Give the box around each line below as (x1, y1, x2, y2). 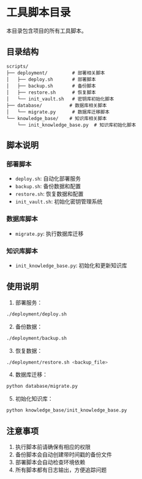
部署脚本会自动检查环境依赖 (15, 459, 86, 466)
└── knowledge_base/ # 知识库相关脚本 (6, 115, 107, 121)
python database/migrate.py (6, 383, 78, 390)
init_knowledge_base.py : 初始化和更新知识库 (15, 262, 127, 270)
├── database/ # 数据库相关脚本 (6, 102, 107, 108)
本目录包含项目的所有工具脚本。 (6, 27, 87, 34)
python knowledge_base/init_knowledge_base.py (6, 407, 127, 413)
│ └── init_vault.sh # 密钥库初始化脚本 (6, 96, 114, 102)
